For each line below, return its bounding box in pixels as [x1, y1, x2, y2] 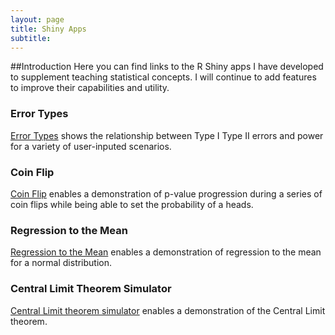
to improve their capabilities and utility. [10, 82, 170, 94]
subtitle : [10, 33, 52, 43]
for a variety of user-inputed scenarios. [10, 140, 172, 152]
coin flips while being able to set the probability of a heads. [10, 198, 254, 210]
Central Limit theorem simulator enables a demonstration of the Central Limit [10, 304, 326, 316]
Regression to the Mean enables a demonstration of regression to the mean [10, 246, 322, 258]
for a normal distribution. [10, 257, 113, 269]
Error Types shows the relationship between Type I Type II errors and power [10, 129, 324, 141]
